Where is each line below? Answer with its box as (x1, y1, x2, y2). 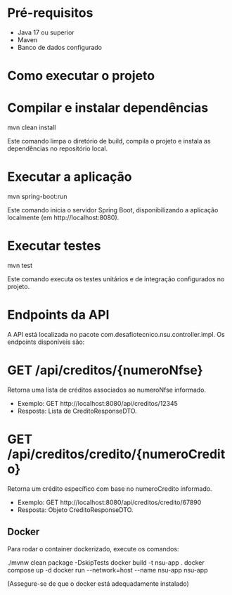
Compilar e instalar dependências (7, 100, 209, 116)
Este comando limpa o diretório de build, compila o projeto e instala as (7, 137, 211, 146)
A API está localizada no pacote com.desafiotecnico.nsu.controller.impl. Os (7, 330, 225, 338)
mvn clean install (7, 123, 56, 132)
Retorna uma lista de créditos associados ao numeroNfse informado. (7, 385, 206, 394)
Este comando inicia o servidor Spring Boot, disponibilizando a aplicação (7, 206, 219, 214)
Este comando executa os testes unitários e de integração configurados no (7, 274, 225, 283)
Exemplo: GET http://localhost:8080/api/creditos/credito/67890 (17, 498, 202, 506)
